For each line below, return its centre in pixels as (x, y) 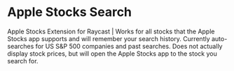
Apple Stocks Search (69, 12)
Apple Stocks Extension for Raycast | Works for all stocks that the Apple (111, 31)
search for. (23, 61)
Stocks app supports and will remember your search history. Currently (109, 38)
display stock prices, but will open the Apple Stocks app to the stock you (112, 54)
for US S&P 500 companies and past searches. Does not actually (129, 46)
